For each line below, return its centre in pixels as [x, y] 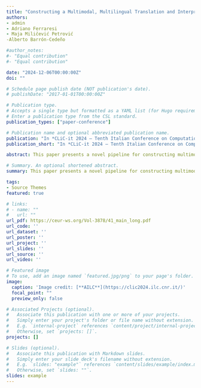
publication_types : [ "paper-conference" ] [59, 122]
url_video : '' [24, 260]
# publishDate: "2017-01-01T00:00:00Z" [56, 94]
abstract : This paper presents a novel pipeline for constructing [91, 155]
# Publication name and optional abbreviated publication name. [88, 133]
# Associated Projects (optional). [51, 309]
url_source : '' [25, 254]
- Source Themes [26, 187]
